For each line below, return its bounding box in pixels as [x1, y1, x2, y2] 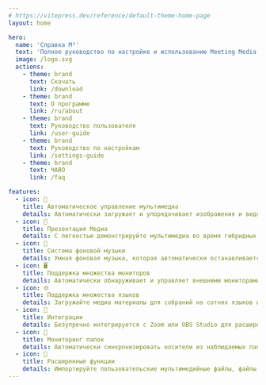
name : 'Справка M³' [15, 40, 80, 48]
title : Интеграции [22, 314, 83, 321]
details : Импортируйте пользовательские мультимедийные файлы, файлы [22, 365, 257, 373]
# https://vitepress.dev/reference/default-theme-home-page [8, 11, 211, 20]
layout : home [8, 19, 51, 27]
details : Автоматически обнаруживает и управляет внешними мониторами [22, 276, 260, 284]
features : [8, 188, 41, 196]
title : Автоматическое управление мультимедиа [22, 202, 179, 210]
